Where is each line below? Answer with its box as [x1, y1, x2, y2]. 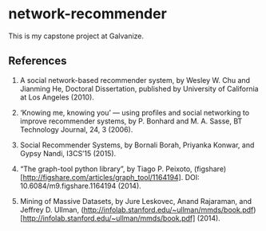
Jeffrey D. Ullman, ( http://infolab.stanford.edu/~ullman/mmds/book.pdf [19, 205, 254, 214]
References [8, 54, 67, 68]
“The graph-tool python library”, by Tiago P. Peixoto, [19, 164, 193, 174]
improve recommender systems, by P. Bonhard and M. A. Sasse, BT [19, 116, 243, 126]
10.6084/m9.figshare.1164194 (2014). [19, 181, 141, 190]
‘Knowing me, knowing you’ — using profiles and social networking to [19, 108, 250, 117]
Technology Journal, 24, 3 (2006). [19, 124, 133, 134]
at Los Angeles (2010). [19, 92, 94, 102]
